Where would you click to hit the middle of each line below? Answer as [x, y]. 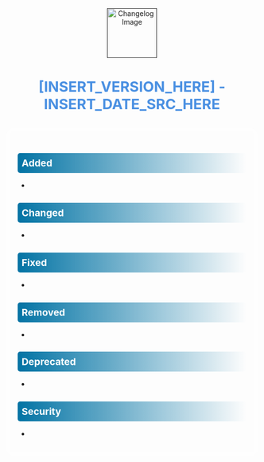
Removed [44, 312]
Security [42, 412]
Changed [43, 213]
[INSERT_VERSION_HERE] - [132, 87]
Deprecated [49, 362]
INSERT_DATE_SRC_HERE [132, 104]
